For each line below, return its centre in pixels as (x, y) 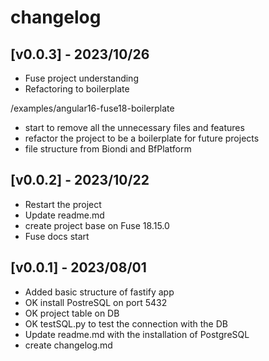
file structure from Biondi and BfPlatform (108, 149)
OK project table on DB (72, 313)
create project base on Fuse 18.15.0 (97, 225)
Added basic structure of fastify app (99, 292)
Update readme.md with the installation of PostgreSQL (137, 334)
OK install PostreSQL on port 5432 (96, 302)
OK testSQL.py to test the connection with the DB (126, 323)
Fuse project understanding (81, 78)
